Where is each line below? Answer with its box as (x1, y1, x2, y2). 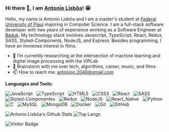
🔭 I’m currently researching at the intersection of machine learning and (12, 53, 161, 59)
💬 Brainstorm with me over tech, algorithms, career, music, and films (12, 63, 156, 70)
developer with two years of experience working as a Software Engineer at (5, 27, 161, 33)
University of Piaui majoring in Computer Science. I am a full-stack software (5, 21, 164, 27)
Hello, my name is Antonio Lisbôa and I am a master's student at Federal (5, 16, 156, 22)
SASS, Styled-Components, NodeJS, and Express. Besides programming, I (5, 37, 161, 43)
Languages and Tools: (5, 81, 53, 87)
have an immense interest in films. (5, 43, 77, 49)
